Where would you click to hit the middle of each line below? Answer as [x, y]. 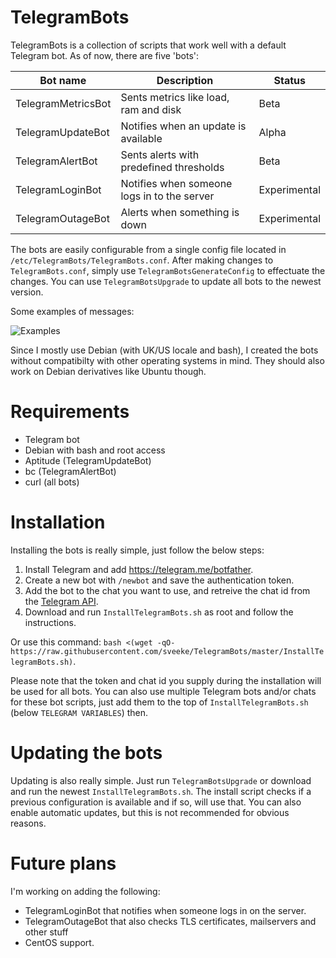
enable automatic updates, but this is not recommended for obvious [150, 812]
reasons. [28, 823]
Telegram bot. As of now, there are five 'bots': [105, 55]
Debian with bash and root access [95, 450]
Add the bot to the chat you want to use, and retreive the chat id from [167, 590]
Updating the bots [86, 753]
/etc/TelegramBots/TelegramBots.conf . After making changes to [142, 260]
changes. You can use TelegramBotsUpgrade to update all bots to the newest [166, 281]
